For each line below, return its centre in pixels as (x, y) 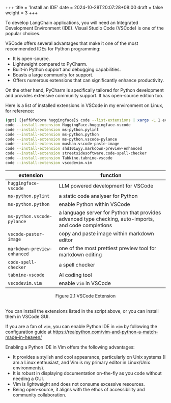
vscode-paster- (26, 234)
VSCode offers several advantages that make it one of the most (72, 43)
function (111, 175)
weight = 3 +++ (22, 13)
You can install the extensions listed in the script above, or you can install (82, 311)
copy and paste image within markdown (106, 233)
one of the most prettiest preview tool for (108, 248)
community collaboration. (39, 395)
